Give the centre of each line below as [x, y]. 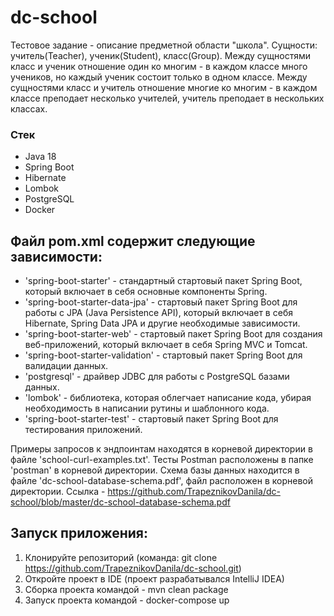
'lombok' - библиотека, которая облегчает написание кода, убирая [168, 398]
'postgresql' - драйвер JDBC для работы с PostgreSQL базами [157, 377]
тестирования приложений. [83, 430]
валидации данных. [66, 366]
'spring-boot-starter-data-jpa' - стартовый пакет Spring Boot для [161, 302]
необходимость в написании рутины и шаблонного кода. [147, 408]
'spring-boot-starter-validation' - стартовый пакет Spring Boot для [163, 355]
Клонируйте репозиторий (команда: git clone [121, 557]
